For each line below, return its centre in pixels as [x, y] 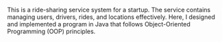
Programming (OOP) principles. [51, 31]
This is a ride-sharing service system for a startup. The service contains [109, 10]
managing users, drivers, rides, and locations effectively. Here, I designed [111, 17]
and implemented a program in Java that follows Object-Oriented [99, 24]
